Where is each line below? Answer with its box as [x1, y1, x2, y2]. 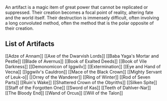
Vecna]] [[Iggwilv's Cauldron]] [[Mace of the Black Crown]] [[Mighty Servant [5, 69, 162, 75]
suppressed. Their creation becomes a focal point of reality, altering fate [5, 9, 154, 15]
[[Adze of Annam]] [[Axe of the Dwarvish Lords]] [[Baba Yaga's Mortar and [5, 53, 159, 59]
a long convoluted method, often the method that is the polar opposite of [5, 20, 154, 26]
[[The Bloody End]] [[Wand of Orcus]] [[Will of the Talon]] [5, 90, 123, 96]
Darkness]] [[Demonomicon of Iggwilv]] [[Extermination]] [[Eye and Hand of [5, 63, 161, 69]
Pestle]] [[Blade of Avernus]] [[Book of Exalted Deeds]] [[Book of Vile [5, 58, 147, 64]
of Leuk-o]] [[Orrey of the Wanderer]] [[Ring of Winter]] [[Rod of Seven [5, 74, 151, 80]
